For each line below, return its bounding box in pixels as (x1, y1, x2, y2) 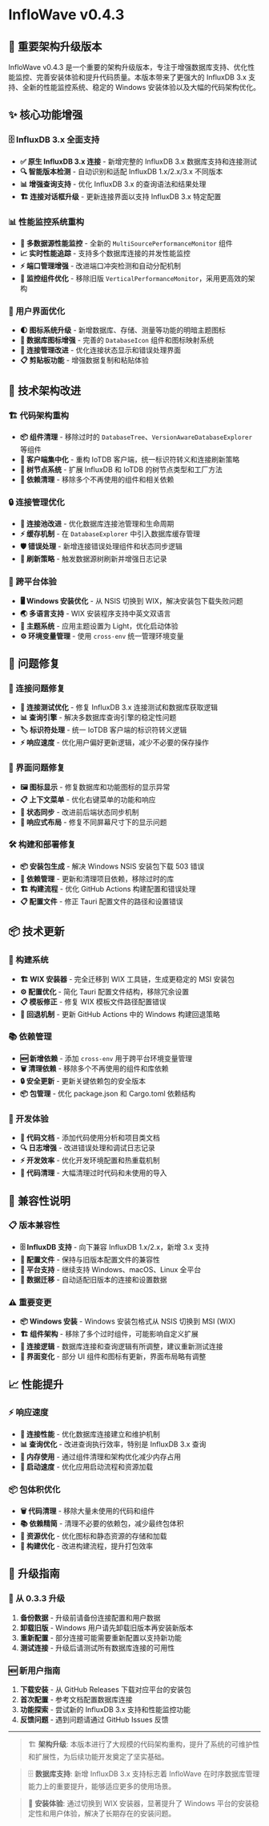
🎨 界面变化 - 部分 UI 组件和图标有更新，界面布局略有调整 (19, 1352, 207, 1361)
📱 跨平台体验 (8, 576, 58, 588)
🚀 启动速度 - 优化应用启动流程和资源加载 (19, 1462, 154, 1471)
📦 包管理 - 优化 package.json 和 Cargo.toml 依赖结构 (19, 1088, 196, 1098)
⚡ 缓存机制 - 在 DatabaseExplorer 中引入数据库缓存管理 (19, 529, 200, 539)
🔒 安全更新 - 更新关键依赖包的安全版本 (19, 1076, 147, 1085)
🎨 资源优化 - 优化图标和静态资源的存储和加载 (19, 1531, 167, 1541)
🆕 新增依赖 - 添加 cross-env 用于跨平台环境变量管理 (19, 1053, 193, 1063)
